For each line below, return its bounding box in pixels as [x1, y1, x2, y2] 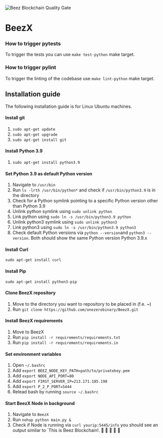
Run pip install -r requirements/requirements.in [12, 340, 118, 346]
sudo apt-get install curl [5, 258, 61, 263]
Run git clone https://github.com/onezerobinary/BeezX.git [12, 306, 138, 312]
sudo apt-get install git [12, 137, 66, 142]
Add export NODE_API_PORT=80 [12, 373, 74, 379]
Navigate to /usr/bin [12, 182, 56, 188]
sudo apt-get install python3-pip [5, 279, 77, 284]
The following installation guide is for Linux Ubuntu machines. [5, 103, 132, 109]
